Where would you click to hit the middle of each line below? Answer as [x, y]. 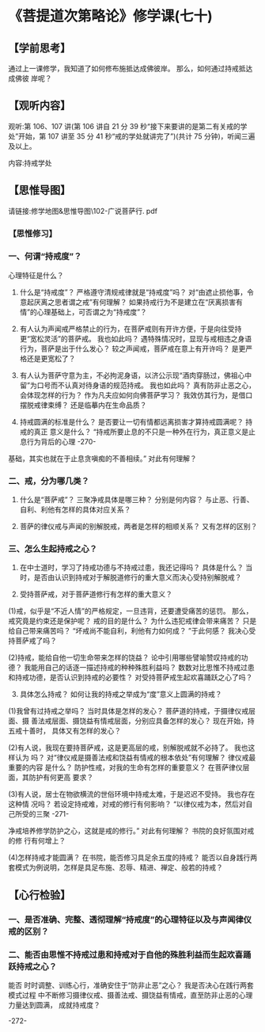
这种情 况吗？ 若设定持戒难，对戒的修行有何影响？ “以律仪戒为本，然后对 [127, 804]
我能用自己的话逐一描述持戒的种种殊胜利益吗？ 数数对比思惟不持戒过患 [139, 668]
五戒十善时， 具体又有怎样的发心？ [64, 731]
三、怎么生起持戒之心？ [53, 549]
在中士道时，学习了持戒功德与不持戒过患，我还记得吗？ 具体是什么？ [131, 568]
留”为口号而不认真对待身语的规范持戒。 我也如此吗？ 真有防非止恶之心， [137, 385]
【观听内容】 [40, 106]
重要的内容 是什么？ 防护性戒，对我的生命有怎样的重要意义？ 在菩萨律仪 [125, 767]
